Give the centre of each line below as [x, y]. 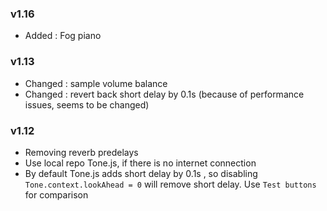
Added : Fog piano [63, 36]
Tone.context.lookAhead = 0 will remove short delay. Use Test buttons [170, 184]
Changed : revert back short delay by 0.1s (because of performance [164, 94]
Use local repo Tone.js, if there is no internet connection [140, 163]
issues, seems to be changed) [87, 104]
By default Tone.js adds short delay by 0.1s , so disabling [141, 173]
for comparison [56, 194]
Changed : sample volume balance [96, 83]
